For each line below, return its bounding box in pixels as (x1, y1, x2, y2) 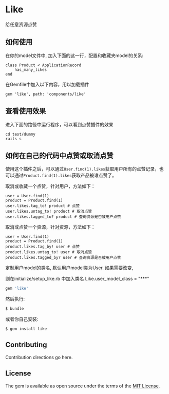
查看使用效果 (5, 107, 46, 116)
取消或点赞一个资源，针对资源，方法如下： (5, 224, 96, 230)
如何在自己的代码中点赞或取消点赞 (5, 151, 114, 160)
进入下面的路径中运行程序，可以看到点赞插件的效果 (5, 121, 114, 127)
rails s (5, 136, 22, 141)
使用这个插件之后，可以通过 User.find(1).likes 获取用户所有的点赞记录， (5, 166, 159, 172)
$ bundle (5, 306, 24, 311)
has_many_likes (14, 67, 47, 72)
